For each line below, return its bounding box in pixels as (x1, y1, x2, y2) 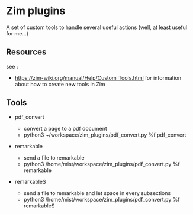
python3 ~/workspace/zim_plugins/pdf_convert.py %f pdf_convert (23, 131, 186, 138)
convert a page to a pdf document (23, 125, 108, 132)
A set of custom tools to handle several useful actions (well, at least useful (6, 24, 188, 31)
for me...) (6, 30, 29, 37)
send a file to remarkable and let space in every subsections (23, 189, 171, 196)
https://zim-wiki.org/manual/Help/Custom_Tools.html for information (14, 74, 182, 81)
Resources (6, 47, 47, 57)
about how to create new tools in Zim (14, 80, 105, 87)
